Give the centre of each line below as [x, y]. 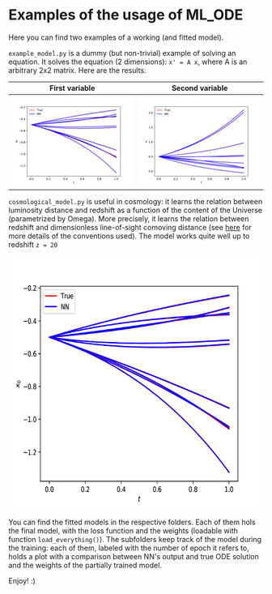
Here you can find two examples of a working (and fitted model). [116, 37]
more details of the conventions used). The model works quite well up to [129, 236]
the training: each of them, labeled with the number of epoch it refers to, [129, 548]
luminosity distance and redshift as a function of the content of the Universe [136, 210]
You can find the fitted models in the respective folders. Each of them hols [132, 522]
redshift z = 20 [33, 244]
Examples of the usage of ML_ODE [126, 15]
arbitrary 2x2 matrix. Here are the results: [78, 70]
